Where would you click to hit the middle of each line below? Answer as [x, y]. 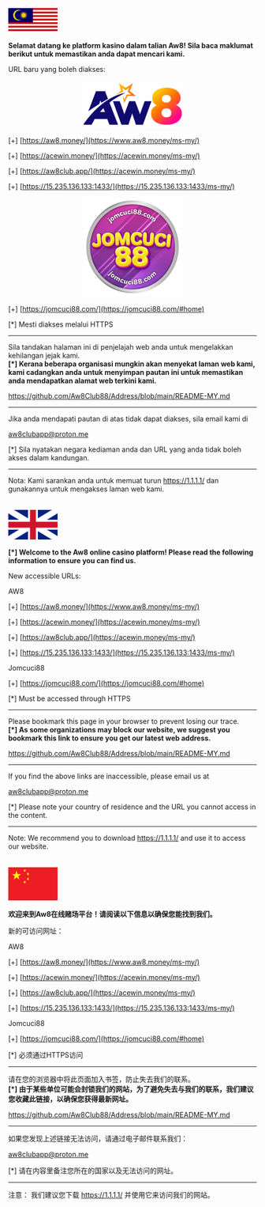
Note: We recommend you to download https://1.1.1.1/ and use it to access [127, 838]
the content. [28, 815]
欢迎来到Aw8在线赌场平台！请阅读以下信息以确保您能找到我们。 [112, 914]
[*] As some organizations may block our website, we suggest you [119, 730]
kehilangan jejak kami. [44, 356]
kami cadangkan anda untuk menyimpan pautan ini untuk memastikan [126, 373]
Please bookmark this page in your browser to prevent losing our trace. [124, 721]
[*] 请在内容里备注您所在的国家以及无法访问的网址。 [93, 1171]
